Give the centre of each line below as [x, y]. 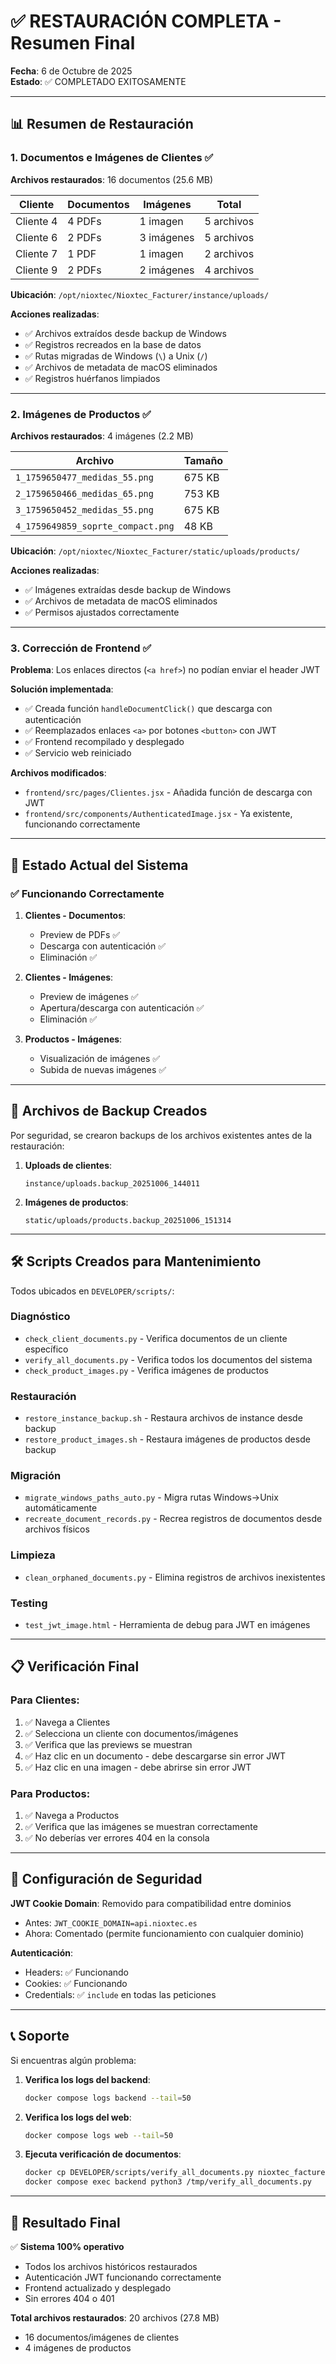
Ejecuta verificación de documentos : [103, 2154]
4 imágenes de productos [78, 2347]
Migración [36, 1476]
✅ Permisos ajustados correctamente [102, 612]
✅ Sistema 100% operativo [67, 2246]
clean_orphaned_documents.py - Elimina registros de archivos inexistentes [175, 1577]
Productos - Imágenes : [73, 1039]
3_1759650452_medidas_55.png [84, 509]
